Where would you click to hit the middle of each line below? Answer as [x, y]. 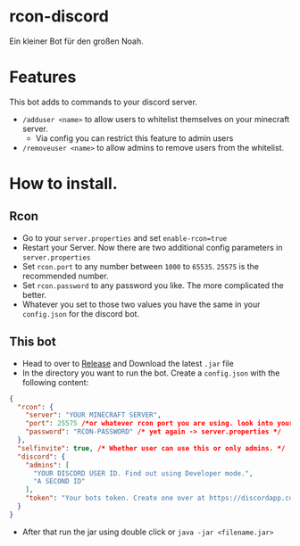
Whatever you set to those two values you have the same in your [141, 304]
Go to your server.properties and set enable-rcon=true [125, 237]
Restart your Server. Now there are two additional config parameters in [152, 247]
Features [43, 77]
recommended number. [65, 276]
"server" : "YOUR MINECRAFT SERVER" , [94, 415]
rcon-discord [59, 17]
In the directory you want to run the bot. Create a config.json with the [151, 373]
